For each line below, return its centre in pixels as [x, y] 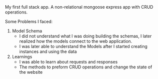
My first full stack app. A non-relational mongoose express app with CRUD [79, 7]
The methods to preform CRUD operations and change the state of [86, 67]
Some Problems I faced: [29, 22]
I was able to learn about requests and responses [68, 62]
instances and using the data [48, 51]
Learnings [22, 57]
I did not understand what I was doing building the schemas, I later [86, 36]
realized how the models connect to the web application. [76, 41]
